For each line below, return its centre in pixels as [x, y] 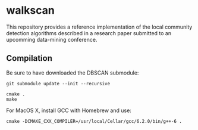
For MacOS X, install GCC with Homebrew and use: [69, 110]
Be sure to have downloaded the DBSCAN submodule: [73, 73]
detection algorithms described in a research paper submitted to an [89, 33]
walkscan [30, 10]
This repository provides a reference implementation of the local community [99, 27]
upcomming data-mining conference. [52, 39]
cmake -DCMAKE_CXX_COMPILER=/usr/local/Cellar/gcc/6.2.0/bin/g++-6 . [94, 121]
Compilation [29, 58]
